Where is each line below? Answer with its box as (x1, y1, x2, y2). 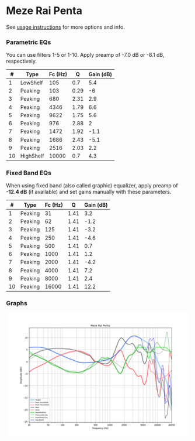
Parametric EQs (6, 38, 51, 46)
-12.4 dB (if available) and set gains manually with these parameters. (6, 189, 172, 196)
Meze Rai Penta (6, 4, 83, 18)
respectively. (6, 57, 37, 65)
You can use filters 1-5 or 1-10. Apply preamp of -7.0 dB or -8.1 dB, (6, 52, 165, 59)
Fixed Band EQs (6, 169, 51, 177)
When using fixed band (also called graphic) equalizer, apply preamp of (6, 182, 178, 189)
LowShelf (20, 79, 43, 86)
